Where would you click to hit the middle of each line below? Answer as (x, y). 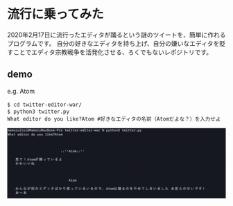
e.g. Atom (21, 91)
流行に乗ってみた (55, 14)
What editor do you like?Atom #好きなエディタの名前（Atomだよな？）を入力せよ (114, 119)
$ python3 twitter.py (38, 112)
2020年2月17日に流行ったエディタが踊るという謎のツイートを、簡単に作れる (116, 35)
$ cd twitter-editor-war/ (44, 105)
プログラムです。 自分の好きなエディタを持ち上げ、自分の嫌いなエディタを (113, 43)
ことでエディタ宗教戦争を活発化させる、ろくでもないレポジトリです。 (113, 52)
